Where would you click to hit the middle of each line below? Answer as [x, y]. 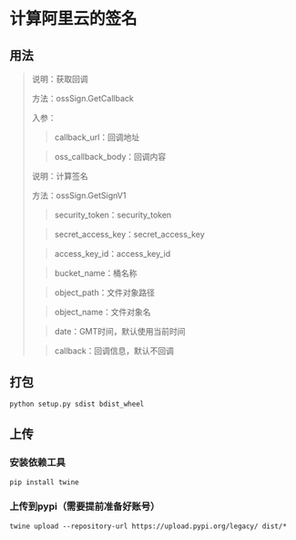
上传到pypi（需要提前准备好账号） [85, 506]
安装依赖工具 [38, 462]
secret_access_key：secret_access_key [129, 234]
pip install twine [44, 482]
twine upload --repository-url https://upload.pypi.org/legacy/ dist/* [148, 526]
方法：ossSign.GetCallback [82, 98]
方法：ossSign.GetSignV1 [79, 196]
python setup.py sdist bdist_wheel [77, 404]
